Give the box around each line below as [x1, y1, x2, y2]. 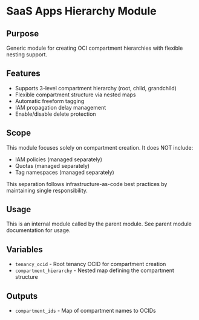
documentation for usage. [6, 227, 71, 234]
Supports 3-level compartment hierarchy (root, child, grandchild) [15, 84, 177, 92]
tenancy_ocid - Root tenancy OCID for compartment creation [15, 261, 166, 268]
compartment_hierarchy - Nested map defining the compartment [15, 267, 174, 274]
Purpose [6, 28, 39, 39]
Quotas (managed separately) [15, 162, 90, 169]
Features [6, 68, 41, 79]
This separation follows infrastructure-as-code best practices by [6, 180, 168, 187]
